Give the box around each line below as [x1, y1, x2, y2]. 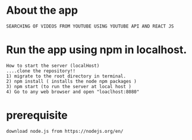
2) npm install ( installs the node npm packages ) [6, 78, 137, 84]
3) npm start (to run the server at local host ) [6, 83, 132, 89]
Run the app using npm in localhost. [6, 43, 187, 57]
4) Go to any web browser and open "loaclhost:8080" [6, 89, 140, 95]
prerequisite [6, 108, 68, 122]
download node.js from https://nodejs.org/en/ [6, 128, 124, 134]
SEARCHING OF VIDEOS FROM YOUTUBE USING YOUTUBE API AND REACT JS [6, 23, 174, 29]
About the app [6, 4, 78, 17]
